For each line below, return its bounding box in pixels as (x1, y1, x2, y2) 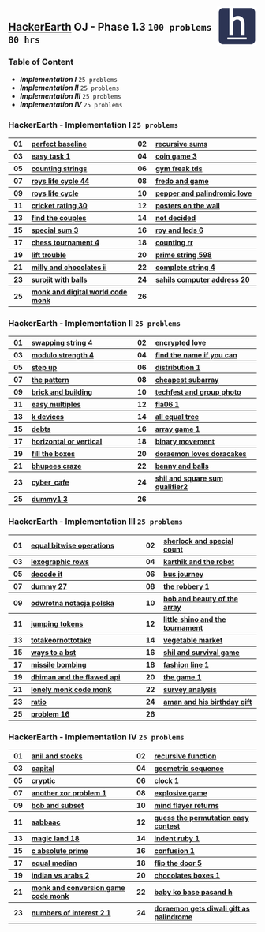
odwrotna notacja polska (31, 598, 114, 608)
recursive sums (155, 140, 208, 149)
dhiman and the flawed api (31, 672, 121, 682)
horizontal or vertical (31, 436, 103, 446)
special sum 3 (31, 226, 79, 235)
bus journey (162, 570, 204, 579)
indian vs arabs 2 (31, 870, 90, 881)
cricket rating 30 (31, 201, 88, 211)
